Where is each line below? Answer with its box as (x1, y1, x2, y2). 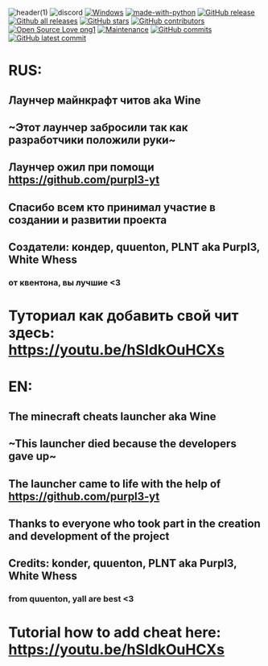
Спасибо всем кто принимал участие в (8, 200, 216, 214)
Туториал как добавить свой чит (8, 306, 239, 325)
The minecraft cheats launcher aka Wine (8, 409, 216, 423)
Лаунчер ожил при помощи (8, 161, 155, 175)
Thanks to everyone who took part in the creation (8, 517, 262, 530)
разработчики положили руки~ (8, 133, 176, 146)
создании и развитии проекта (8, 213, 167, 227)
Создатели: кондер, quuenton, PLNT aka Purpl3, (8, 240, 260, 254)
